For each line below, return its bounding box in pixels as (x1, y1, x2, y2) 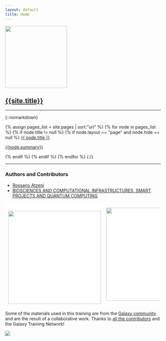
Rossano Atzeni (12, 182, 44, 188)
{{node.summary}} (5, 144, 43, 150)
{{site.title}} (5, 96, 43, 105)
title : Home (5, 12, 30, 17)
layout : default (5, 7, 39, 12)
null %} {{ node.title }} (5, 135, 50, 140)
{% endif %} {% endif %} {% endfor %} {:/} (5, 154, 94, 160)
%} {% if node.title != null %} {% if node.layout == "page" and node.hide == (5, 130, 160, 136)
